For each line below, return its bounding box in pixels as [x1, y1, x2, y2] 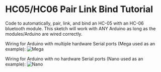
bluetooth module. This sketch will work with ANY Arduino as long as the [5, 25, 156, 31]
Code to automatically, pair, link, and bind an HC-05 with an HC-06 [5, 20, 144, 26]
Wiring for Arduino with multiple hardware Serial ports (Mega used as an [5, 40, 155, 46]
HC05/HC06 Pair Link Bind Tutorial [5, 4, 153, 15]
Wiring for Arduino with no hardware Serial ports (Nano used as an [5, 55, 143, 61]
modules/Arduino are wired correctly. [5, 31, 83, 37]
